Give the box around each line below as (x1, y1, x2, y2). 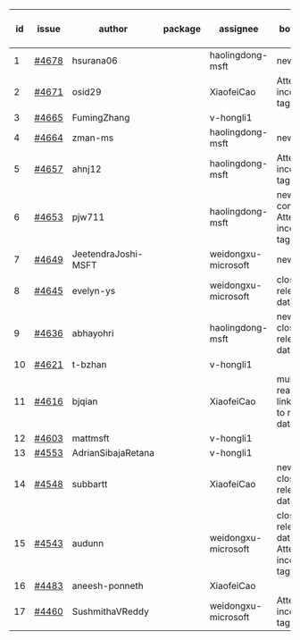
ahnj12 (71, 163, 102, 175)
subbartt (71, 478, 108, 490)
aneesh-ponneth (71, 580, 145, 592)
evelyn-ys (71, 285, 116, 297)
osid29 (71, 86, 102, 97)
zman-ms (71, 131, 114, 144)
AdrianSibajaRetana (71, 447, 154, 459)
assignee (218, 22, 259, 35)
